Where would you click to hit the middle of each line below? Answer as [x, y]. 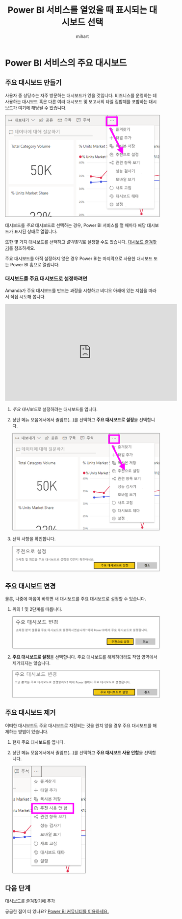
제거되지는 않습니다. [31, 663]
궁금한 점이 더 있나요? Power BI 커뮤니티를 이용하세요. [57, 912]
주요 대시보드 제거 [30, 713]
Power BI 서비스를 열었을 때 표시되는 [78, 10]
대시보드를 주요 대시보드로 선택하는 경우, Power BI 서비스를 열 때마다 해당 [76, 225]
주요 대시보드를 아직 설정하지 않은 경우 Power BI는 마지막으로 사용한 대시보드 [79, 258]
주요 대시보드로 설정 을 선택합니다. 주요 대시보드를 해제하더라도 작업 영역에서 [85, 657]
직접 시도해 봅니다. [28, 296]
